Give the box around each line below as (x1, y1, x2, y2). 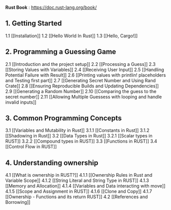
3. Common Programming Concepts (5, 114, 122, 123)
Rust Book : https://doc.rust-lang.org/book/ (5, 5, 97, 10)
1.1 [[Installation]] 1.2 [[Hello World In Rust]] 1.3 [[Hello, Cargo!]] (5, 33, 138, 39)
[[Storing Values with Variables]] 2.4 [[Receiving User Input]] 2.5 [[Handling (5, 66, 164, 73)
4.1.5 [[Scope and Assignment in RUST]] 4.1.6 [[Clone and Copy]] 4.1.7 (5, 189, 152, 195)
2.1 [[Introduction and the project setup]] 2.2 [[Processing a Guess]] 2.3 (5, 61, 156, 67)
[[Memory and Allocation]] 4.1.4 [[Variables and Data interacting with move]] (5, 183, 166, 189)
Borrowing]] (5, 199, 31, 205)
